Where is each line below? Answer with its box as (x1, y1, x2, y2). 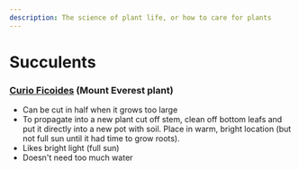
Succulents (9, 51, 96, 72)
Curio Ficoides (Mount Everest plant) (9, 84, 174, 96)
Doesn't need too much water (22, 152, 133, 163)
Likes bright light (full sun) (22, 143, 120, 154)
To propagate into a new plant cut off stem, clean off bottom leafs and (22, 114, 283, 125)
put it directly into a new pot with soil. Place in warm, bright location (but (22, 123, 292, 135)
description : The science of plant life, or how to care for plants (9, 13, 272, 22)
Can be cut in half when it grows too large (22, 104, 178, 115)
